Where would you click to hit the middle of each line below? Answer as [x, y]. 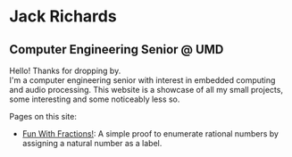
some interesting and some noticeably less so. [95, 99]
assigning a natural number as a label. [92, 143]
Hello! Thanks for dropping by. [65, 70]
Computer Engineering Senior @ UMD [117, 50]
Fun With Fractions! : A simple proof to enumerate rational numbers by [150, 134]
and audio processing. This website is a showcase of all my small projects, [146, 90]
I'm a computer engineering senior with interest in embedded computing [142, 80]
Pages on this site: [43, 116]
